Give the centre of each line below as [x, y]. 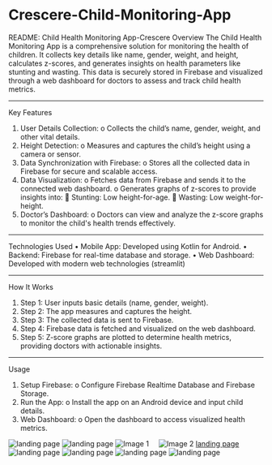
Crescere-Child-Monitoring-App [120, 15]
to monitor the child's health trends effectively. [98, 223]
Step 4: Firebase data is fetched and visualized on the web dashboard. [138, 328]
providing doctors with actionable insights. [91, 346]
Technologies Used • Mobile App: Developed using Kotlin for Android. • [128, 246]
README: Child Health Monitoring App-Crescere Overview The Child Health [135, 37]
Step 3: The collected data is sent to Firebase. [97, 320]
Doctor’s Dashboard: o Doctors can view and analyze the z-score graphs [142, 214]
